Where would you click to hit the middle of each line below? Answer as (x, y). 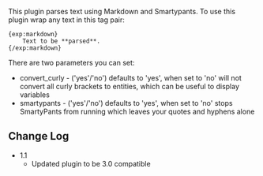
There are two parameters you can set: (71, 63)
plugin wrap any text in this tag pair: (66, 20)
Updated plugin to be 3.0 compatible (91, 163)
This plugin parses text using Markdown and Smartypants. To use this (122, 11)
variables (34, 95)
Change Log (39, 136)
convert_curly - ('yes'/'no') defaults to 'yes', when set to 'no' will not (131, 78)
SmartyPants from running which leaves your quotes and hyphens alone (137, 111)
